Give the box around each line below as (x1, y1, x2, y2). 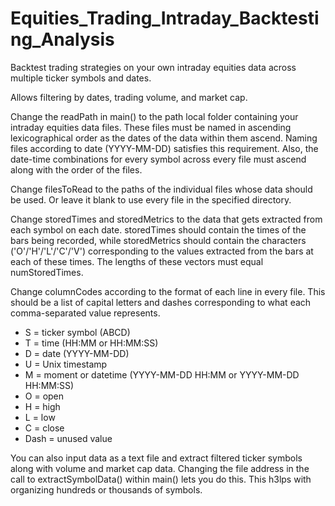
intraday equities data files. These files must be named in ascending (10, 121, 292, 133)
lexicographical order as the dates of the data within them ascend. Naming (10, 132, 318, 144)
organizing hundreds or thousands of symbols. (10, 483, 203, 496)
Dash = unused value (24, 432, 113, 444)
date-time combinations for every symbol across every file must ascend (10, 153, 307, 165)
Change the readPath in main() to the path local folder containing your (10, 110, 299, 122)
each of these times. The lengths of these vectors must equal (10, 255, 264, 267)
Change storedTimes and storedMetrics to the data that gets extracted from (10, 213, 323, 225)
